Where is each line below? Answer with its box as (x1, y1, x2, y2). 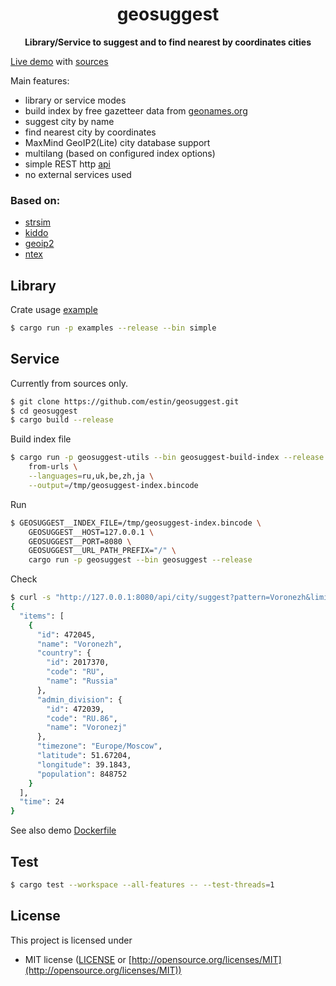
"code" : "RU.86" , (46, 713, 118, 723)
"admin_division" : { (36, 694, 123, 705)
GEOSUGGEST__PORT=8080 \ (28, 536, 132, 547)
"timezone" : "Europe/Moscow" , (36, 741, 163, 752)
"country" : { (36, 648, 92, 658)
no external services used (24, 168, 132, 180)
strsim (24, 216, 52, 228)
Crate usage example (10, 304, 98, 316)
